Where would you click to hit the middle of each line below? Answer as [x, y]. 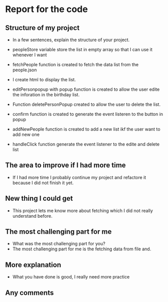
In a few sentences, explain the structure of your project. [71, 40]
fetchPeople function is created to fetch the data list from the [75, 64]
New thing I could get [39, 198]
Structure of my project [42, 28]
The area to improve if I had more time [66, 165]
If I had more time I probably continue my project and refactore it [79, 177]
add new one [26, 134]
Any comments [30, 293]
